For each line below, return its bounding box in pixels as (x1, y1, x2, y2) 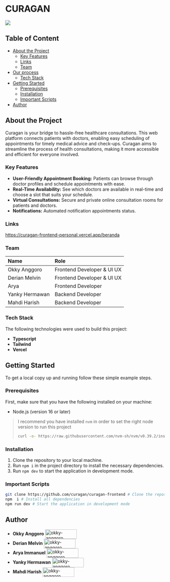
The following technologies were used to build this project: (5, 325, 127, 332)
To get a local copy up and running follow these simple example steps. (5, 375, 152, 381)
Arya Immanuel (12, 550, 46, 556)
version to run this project (17, 424, 72, 430)
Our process (12, 69, 39, 75)
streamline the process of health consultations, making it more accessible (5, 146, 159, 152)
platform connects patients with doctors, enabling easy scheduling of (5, 135, 150, 141)
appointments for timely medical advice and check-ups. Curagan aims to (5, 140, 157, 147)
